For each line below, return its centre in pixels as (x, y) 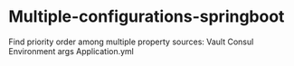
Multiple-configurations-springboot (147, 17)
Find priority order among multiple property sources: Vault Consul (131, 42)
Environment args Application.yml (71, 51)
